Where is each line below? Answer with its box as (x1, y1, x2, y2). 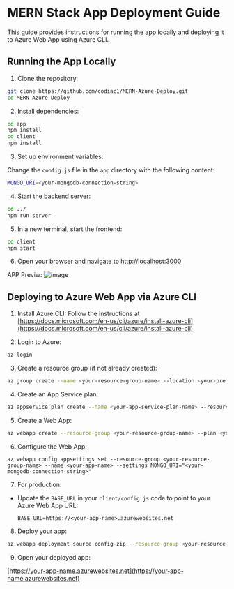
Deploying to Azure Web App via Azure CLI (7, 291, 197, 303)
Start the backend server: (17, 192, 91, 200)
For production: (17, 480, 62, 489)
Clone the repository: (17, 74, 79, 82)
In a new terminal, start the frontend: (17, 225, 123, 233)
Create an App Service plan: (17, 389, 99, 398)
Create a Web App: (17, 416, 72, 424)
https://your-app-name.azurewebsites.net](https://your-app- (9, 567, 185, 575)
